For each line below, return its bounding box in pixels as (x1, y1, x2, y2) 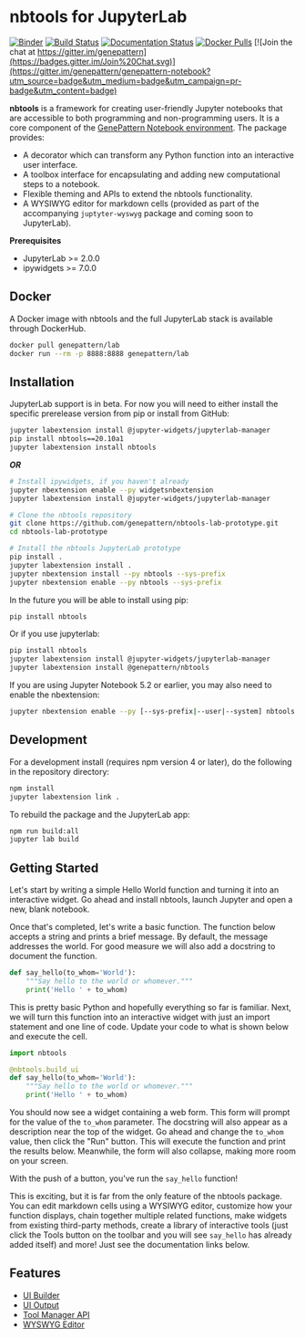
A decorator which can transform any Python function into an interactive (22, 149, 294, 161)
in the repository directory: (9, 766, 110, 777)
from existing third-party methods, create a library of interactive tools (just (9, 1220, 289, 1231)
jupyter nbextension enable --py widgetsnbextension (9, 486, 214, 495)
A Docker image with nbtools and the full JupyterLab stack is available (9, 313, 273, 324)
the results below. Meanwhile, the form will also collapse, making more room (9, 1145, 296, 1156)
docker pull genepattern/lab (9, 340, 120, 350)
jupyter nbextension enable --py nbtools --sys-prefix (9, 578, 222, 587)
